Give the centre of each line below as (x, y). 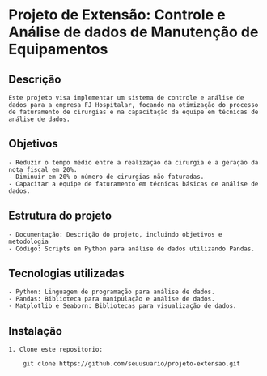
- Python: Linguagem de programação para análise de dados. (112, 292)
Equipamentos (58, 49)
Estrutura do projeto (60, 216)
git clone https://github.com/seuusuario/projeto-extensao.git (132, 364)
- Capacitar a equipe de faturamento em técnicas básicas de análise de (133, 184)
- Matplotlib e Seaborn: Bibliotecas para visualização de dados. (123, 306)
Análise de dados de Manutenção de (133, 32)
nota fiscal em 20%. (43, 169)
